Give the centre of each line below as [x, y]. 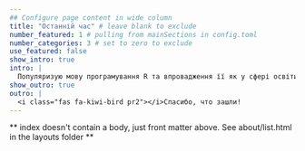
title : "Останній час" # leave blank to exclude [103, 26]
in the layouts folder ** [52, 137]
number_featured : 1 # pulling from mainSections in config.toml [133, 34]
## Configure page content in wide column [91, 18]
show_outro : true [42, 85]
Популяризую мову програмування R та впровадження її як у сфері [144, 77]
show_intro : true [42, 60]
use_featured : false [49, 52]
